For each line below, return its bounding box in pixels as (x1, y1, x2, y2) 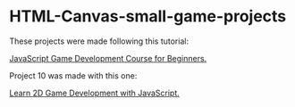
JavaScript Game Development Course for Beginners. (9, 53, 207, 63)
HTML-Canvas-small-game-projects (9, 6, 287, 27)
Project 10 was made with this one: (9, 70, 138, 81)
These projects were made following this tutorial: (9, 36, 190, 46)
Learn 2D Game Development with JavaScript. (9, 87, 181, 98)
